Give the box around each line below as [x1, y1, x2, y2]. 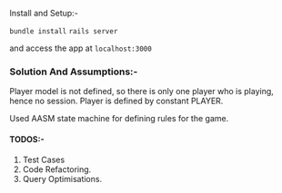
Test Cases [22, 154, 65, 165]
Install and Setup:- [9, 8, 79, 18]
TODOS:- [9, 133, 45, 144]
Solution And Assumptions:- [9, 65, 138, 78]
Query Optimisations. [22, 173, 103, 184]
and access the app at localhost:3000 [9, 43, 152, 53]
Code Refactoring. [22, 163, 92, 175]
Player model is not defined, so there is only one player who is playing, [9, 86, 275, 97]
